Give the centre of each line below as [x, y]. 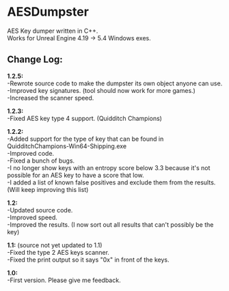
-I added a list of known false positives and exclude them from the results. [111, 182]
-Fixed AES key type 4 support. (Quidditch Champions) [85, 118]
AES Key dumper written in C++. [53, 31]
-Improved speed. [32, 217]
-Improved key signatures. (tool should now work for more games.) [102, 90]
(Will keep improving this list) [48, 189]
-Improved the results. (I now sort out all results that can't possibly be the [110, 224]
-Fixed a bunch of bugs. [41, 161]
